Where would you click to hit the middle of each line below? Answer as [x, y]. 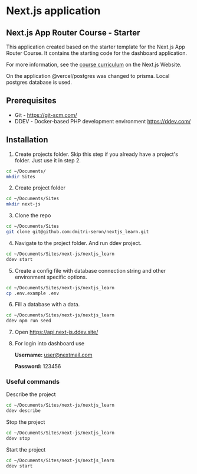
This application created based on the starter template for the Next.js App [96, 47]
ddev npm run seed [29, 321]
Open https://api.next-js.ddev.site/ [56, 332]
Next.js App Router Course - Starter [73, 33]
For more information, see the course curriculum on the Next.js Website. [94, 64]
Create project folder [40, 188]
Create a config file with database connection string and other [90, 270]
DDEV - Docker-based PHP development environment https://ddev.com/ [103, 121]
